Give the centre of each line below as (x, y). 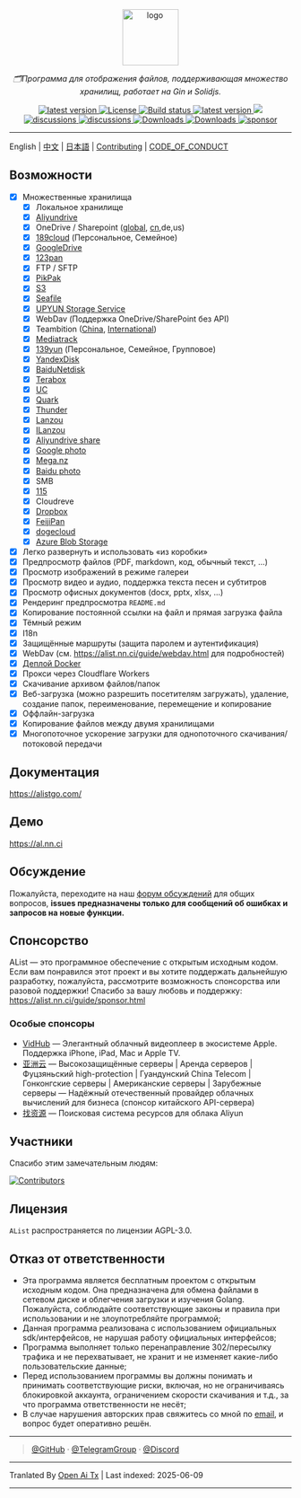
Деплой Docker (52, 663)
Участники (41, 1142)
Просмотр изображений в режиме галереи (105, 572)
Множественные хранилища (77, 197)
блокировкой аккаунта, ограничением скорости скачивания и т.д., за (155, 1395)
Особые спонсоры (52, 1024)
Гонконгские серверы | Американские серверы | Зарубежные (142, 1083)
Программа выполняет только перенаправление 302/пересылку (146, 1347)
